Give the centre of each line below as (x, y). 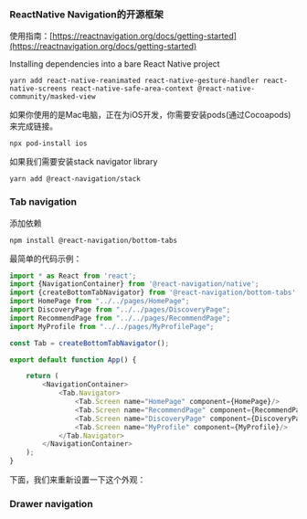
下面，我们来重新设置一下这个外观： (78, 480)
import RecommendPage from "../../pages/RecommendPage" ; (120, 318)
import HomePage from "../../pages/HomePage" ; (100, 302)
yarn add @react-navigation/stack (75, 179)
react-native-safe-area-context (132, 89)
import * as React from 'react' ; (73, 276)
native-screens (38, 89)
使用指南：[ (31, 36)
